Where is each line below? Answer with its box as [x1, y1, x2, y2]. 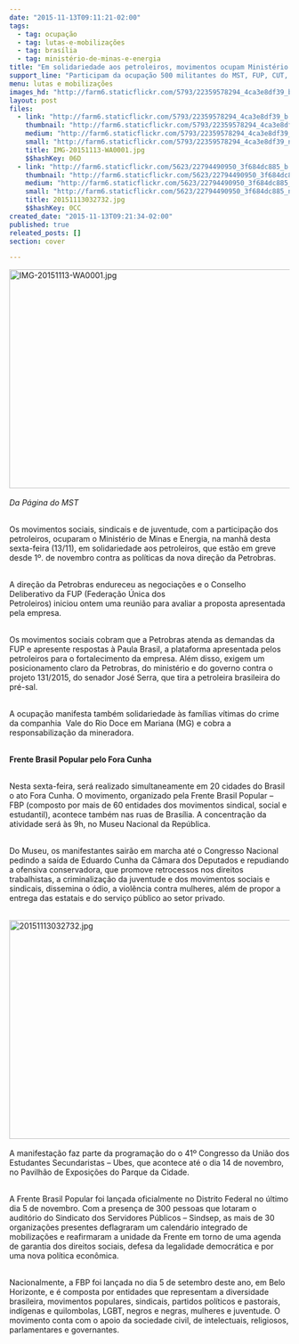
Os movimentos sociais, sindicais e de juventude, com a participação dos [9, 524, 279, 535]
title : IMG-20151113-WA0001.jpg [25, 145, 145, 154]
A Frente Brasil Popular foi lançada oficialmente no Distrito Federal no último [9, 1193, 289, 1204]
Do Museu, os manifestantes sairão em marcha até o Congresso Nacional [9, 846, 279, 856]
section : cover [9, 237, 66, 246]
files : [9, 104, 34, 113]
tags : [9, 21, 29, 30]
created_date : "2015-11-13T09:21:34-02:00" [9, 211, 174, 221]
